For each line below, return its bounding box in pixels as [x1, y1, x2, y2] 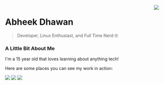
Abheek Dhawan [5, 17, 74, 28]
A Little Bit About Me [5, 45, 55, 51]
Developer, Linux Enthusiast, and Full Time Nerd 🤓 [17, 33, 118, 38]
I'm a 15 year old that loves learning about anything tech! [5, 56, 119, 62]
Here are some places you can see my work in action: [5, 66, 113, 71]
